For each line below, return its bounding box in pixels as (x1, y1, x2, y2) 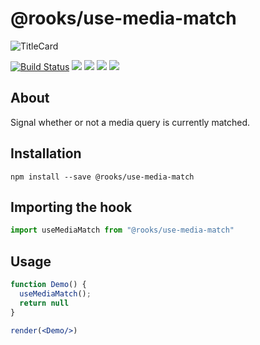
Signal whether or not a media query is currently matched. (10, 116, 251, 128)
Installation (10, 145, 82, 162)
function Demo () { (10, 280, 87, 290)
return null (19, 298, 70, 308)
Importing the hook (10, 198, 133, 216)
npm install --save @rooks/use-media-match (10, 172, 195, 182)
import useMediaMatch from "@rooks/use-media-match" (10, 225, 235, 236)
